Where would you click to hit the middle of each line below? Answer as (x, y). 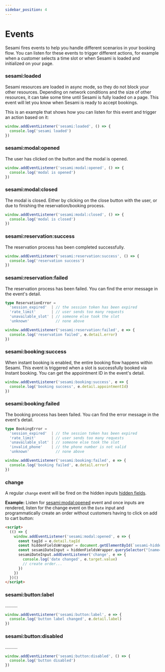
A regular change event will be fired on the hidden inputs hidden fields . (76, 493)
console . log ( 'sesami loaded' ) (40, 131)
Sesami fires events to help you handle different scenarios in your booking (80, 48)
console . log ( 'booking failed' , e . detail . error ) (59, 465)
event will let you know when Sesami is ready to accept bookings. (72, 102)
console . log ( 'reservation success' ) (47, 261)
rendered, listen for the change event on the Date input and (65, 508)
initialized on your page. (29, 63)
